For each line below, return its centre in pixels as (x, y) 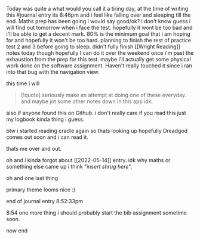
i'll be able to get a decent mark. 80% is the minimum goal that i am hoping (99, 34)
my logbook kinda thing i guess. (45, 119)
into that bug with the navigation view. (53, 72)
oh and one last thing (32, 178)
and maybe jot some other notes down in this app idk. (87, 101)
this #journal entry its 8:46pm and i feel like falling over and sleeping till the (99, 15)
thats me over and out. (34, 149)
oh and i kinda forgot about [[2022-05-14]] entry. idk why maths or (88, 160)
